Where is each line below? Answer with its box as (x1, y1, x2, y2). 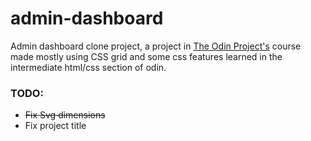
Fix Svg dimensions (24, 109, 106, 121)
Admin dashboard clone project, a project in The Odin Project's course (10, 40, 302, 52)
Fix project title (24, 120, 87, 132)
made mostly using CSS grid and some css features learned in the (10, 50, 283, 62)
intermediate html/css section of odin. (10, 61, 167, 73)
